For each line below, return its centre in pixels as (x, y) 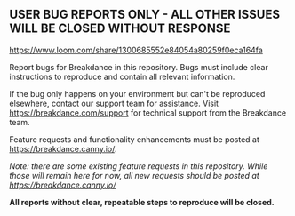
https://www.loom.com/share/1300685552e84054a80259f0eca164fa (136, 50)
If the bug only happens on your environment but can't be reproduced (137, 93)
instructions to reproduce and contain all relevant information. (122, 76)
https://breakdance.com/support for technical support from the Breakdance (148, 112)
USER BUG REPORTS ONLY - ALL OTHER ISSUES (145, 15)
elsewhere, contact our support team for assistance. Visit (114, 103)
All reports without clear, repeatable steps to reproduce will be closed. (142, 202)
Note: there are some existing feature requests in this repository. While (139, 166)
